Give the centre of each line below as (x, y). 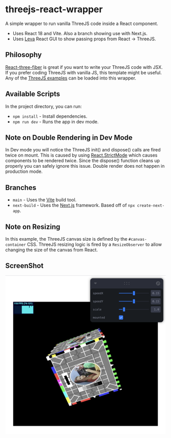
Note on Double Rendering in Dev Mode (69, 137)
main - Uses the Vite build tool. (45, 200)
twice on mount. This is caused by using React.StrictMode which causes (81, 155)
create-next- (151, 206)
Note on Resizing (33, 227)
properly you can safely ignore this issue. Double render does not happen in (85, 166)
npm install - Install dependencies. (50, 116)
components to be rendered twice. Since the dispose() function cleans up (83, 161)
